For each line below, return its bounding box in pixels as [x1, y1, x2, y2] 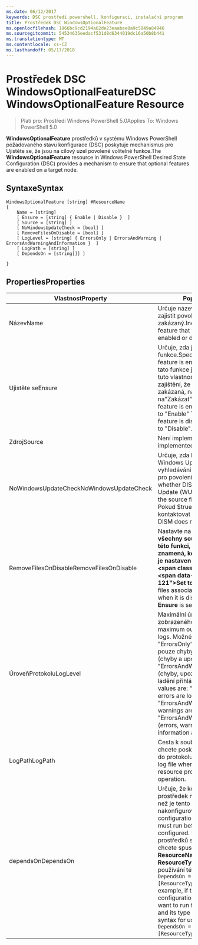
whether [157, 480, 181, 489]
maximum [157, 625, 185, 633]
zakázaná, [157, 388, 186, 396]
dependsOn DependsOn [9, 857, 75, 865]
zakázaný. [157, 319, 186, 328]
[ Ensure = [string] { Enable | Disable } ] [16, 214, 131, 220]
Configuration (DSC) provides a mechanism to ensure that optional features [6, 160, 190, 167]
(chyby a [157, 655, 183, 663]
